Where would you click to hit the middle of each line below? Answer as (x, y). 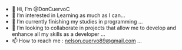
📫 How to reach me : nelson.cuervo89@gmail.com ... (77, 41)
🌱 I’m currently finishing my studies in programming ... (77, 21)
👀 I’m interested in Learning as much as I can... (68, 15)
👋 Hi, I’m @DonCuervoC (41, 9)
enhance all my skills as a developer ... (58, 34)
